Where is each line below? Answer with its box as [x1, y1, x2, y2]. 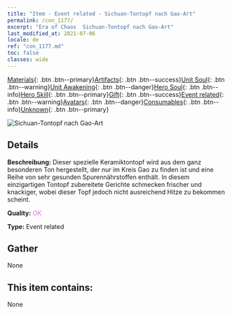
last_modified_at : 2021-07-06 [7, 30, 96, 37]
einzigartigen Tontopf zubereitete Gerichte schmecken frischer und [7, 180, 202, 188]
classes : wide [7, 56, 49, 63]
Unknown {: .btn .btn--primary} [20, 105, 109, 113]
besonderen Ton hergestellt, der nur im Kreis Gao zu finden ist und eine [7, 165, 214, 174]
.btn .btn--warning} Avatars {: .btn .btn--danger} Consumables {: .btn [7, 98, 201, 106]
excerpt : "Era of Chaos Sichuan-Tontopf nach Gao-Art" [7, 23, 174, 30]
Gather [7, 242, 39, 254]
